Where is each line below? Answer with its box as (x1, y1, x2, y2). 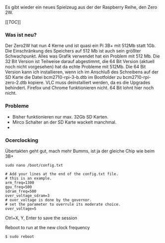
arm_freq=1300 (5, 180, 35, 185)
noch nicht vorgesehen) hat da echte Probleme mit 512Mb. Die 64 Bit (5, 64, 146, 70)
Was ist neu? (5, 31, 37, 38)
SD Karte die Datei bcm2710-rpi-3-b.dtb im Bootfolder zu (5, 74, 122, 80)
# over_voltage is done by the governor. (5, 197, 92, 202)
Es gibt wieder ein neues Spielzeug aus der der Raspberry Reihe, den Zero (5, 4, 158, 10)
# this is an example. (5, 176, 52, 181)
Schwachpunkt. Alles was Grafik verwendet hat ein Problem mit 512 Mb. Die (5, 53, 160, 59)
